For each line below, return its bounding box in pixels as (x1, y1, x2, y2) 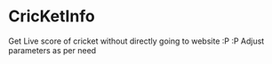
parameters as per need (8, 44, 97, 55)
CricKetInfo (8, 6, 95, 27)
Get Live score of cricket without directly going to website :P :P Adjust (8, 36, 265, 46)
